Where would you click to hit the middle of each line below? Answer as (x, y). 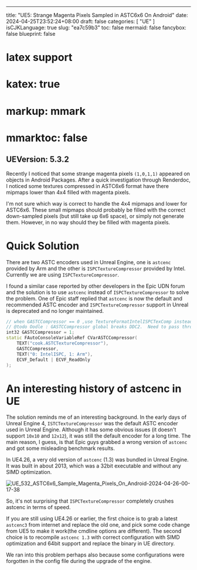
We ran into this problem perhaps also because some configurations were (95, 555)
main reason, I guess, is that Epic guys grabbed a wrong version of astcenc (97, 442)
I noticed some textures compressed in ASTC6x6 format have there (87, 186)
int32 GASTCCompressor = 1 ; (40, 332)
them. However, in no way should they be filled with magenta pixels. (88, 222)
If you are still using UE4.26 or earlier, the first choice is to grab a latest (92, 518)
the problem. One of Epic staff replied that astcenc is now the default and (94, 298)
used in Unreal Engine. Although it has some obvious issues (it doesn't (91, 430)
